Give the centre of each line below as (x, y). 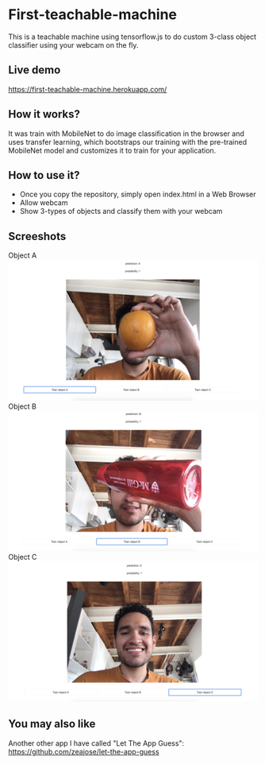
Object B (23, 406)
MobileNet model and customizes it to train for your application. (112, 150)
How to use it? (44, 175)
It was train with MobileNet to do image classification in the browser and (126, 134)
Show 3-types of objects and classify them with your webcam (121, 211)
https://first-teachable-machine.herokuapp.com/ (88, 89)
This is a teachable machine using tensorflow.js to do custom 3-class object (132, 37)
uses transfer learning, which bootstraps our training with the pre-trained (128, 142)
